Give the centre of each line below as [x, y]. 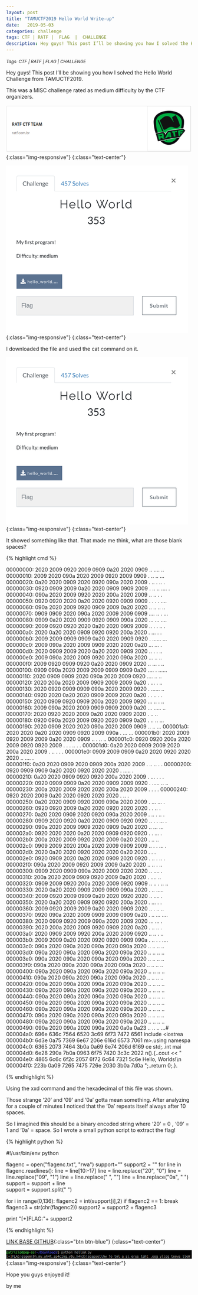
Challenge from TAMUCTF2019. [45, 79]
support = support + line [36, 1183]
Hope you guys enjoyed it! [38, 1274]
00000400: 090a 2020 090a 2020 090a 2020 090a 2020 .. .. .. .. [85, 971]
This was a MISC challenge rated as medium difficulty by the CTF [85, 90]
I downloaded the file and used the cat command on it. [72, 349]
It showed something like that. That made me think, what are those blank [94, 541]
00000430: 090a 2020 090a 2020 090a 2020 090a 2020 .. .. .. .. [85, 990]
